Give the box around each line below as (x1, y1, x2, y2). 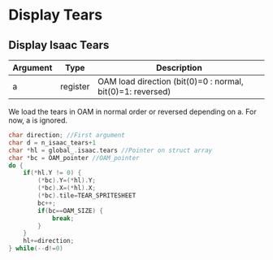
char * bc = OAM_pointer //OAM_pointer (8, 154, 140, 162)
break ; (51, 214, 75, 223)
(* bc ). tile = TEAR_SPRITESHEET (37, 192, 136, 200)
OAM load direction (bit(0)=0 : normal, (97, 76, 244, 87)
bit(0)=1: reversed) (97, 86, 171, 97)
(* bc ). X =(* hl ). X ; (37, 184, 96, 193)
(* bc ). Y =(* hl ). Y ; (37, 176, 96, 184)
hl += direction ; (23, 237, 75, 245)
